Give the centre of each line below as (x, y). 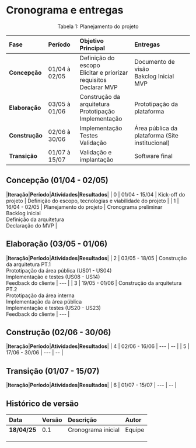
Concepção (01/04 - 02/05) (57, 180)
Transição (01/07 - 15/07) (53, 371)
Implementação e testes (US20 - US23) (53, 308)
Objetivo (92, 40)
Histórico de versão (42, 403)
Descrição (83, 420)
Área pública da (156, 128)
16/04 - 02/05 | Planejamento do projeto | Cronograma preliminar (84, 207)
